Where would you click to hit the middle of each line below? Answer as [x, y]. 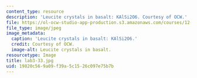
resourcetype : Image [31, 55]
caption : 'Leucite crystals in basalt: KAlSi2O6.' [74, 39]
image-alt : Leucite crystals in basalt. [61, 50]
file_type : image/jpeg [34, 28]
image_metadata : [26, 33]
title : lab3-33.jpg [30, 60]
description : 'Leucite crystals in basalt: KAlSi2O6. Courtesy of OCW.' [97, 17]
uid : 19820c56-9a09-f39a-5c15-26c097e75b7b [60, 66]
